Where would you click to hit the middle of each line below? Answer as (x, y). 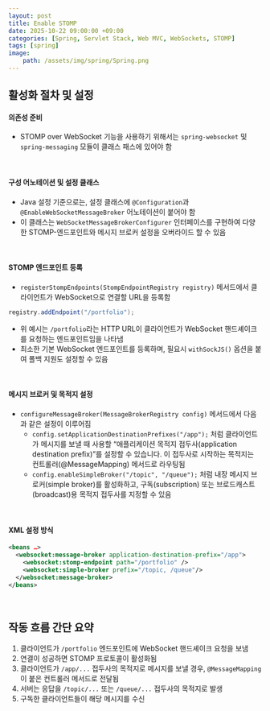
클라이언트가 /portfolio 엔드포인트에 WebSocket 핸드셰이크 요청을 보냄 (134, 648)
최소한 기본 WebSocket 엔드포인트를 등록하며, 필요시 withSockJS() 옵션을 (137, 349)
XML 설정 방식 (31, 530)
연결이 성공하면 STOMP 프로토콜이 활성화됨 (88, 659)
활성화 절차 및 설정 (51, 95)
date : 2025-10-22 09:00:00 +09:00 (66, 31)
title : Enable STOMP (43, 23)
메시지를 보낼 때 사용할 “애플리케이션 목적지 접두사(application (139, 444)
